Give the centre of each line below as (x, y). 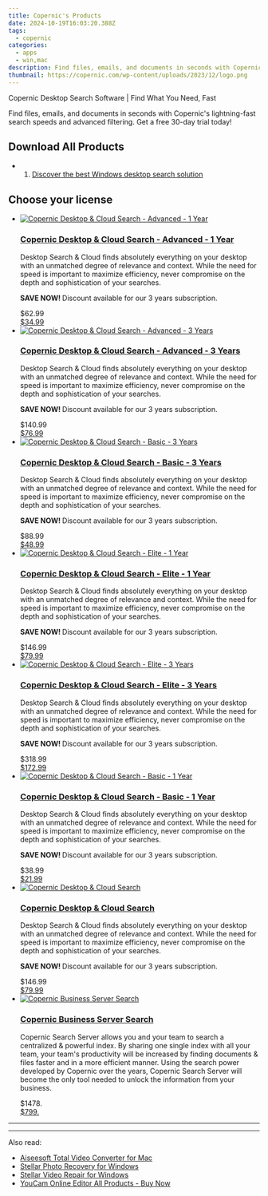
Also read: (25, 1142)
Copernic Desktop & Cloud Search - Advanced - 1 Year (127, 240)
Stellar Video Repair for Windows (74, 1174)
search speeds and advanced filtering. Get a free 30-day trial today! (120, 121)
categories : (28, 46)
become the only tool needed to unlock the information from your (127, 1079)
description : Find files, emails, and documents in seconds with (119, 68)
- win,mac (32, 61)
